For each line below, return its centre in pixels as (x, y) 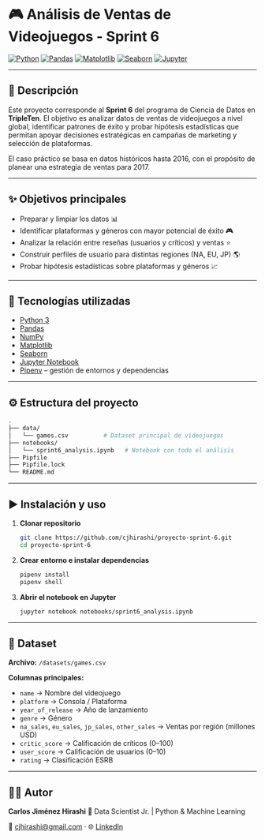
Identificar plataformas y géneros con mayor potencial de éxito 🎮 (127, 230)
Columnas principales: (46, 678)
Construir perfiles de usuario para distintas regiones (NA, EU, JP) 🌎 (130, 254)
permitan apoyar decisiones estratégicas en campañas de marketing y (123, 135)
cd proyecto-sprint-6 (55, 545)
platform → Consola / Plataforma (73, 702)
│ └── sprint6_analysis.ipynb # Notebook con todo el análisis (121, 450)
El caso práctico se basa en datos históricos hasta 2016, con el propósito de (132, 159)
